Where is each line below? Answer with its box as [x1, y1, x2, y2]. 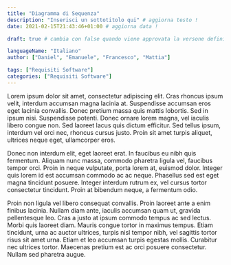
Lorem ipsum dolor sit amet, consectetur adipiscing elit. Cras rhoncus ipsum [7, 92, 223, 100]
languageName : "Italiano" [7, 47, 81, 55]
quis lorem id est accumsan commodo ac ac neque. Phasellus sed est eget [7, 171, 219, 179]
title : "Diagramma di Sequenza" [7, 10, 100, 17]
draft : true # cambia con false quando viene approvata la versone [7, 35, 205, 42]
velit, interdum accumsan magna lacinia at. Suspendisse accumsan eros [7, 99, 211, 107]
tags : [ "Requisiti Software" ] [7, 67, 94, 74]
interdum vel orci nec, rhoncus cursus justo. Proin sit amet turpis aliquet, [7, 128, 213, 136]
